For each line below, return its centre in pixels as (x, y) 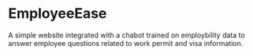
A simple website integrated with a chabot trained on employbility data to (127, 35)
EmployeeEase (58, 14)
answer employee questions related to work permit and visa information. (126, 43)
